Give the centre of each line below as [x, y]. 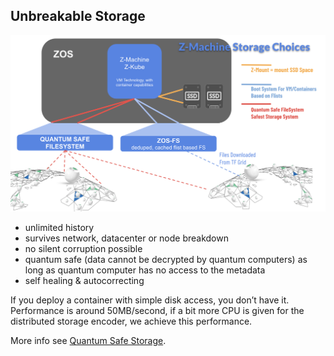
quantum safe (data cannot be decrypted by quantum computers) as [166, 259]
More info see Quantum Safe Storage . [88, 340]
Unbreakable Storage [78, 16]
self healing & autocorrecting [84, 280]
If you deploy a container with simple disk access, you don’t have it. [150, 300]
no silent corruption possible [83, 248]
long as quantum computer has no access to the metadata [145, 270]
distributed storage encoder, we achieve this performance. [131, 321]
